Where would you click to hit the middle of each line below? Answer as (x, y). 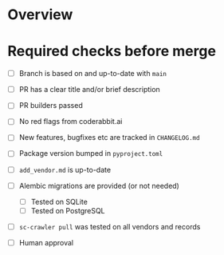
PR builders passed (51, 106)
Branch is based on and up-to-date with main (92, 74)
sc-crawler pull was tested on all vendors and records (110, 226)
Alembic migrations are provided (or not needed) (99, 185)
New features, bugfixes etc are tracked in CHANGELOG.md (109, 137)
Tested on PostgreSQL (68, 210)
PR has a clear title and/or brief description (89, 90)
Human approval (46, 242)
